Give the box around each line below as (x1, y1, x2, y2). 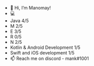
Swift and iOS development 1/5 (10, 50, 75, 55)
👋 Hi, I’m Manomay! (10, 5, 51, 11)
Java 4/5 (10, 18, 29, 24)
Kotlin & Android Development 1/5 (10, 44, 80, 50)
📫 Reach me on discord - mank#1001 (10, 55, 89, 61)
